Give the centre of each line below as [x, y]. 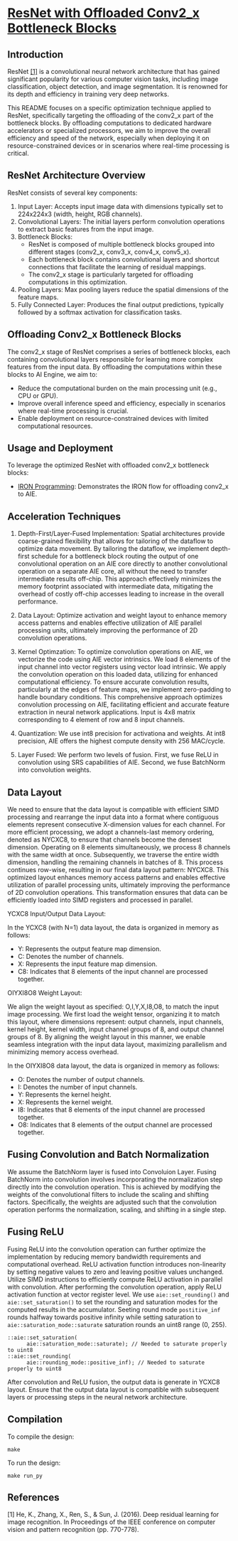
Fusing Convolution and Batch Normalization [108, 1155]
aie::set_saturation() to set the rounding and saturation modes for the [113, 1301]
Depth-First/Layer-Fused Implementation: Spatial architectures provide [121, 534]
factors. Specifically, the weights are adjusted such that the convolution [112, 1202]
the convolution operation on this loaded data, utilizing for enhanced [118, 675]
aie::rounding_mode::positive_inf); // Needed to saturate [115, 1363]
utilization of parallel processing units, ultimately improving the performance [119, 885]
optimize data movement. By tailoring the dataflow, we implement [113, 549]
